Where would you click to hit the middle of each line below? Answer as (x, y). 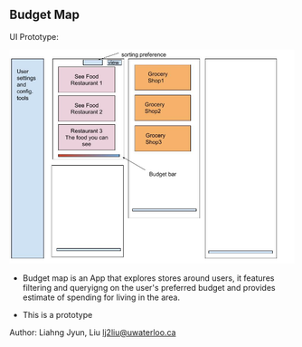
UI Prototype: (34, 36)
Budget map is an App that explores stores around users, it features (148, 278)
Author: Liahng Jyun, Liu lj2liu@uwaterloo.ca (93, 332)
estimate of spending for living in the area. (101, 297)
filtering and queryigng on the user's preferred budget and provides (149, 287)
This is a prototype (57, 314)
